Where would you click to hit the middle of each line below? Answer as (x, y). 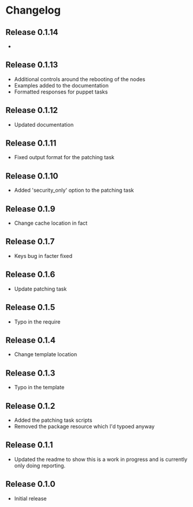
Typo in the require (37, 322)
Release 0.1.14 (32, 32)
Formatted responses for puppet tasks (61, 92)
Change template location (46, 354)
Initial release (30, 498)
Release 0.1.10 (32, 176)
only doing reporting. (40, 466)
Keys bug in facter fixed (43, 256)
